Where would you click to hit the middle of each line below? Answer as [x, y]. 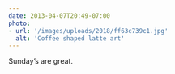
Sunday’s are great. [41, 61]
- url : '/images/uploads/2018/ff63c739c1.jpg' [88, 31]
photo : [19, 23]
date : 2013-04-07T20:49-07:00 [60, 16]
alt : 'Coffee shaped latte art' [70, 38]
